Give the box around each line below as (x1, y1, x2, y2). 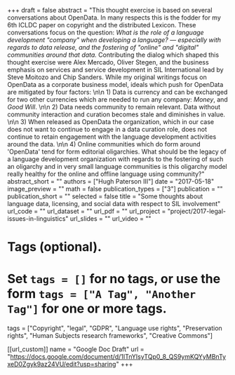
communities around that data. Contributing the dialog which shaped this (7, 50, 220, 59)
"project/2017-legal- (167, 207, 227, 215)
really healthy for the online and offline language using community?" (7, 170, 205, 178)
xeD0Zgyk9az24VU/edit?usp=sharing (7, 360, 116, 369)
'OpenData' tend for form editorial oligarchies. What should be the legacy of (7, 147, 227, 156)
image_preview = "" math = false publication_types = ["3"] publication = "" (7, 185, 223, 193)
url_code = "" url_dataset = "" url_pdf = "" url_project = (7, 207, 166, 215)
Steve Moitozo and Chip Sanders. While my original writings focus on (7, 73, 207, 81)
